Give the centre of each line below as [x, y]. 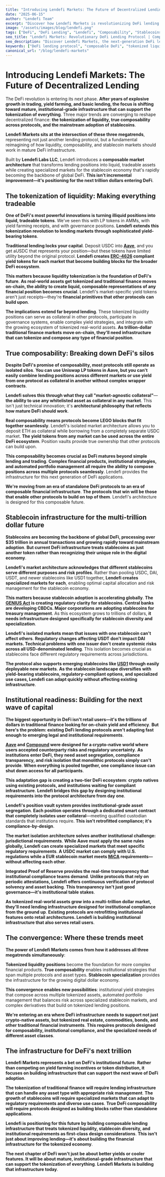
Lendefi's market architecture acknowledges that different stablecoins [79, 567]
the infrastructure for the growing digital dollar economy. [63, 980]
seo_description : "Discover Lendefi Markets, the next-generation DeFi [80, 42]
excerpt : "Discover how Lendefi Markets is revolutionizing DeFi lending [82, 23]
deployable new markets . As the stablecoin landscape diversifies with [78, 669]
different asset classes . [30, 1035]
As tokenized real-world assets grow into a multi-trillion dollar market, [78, 901]
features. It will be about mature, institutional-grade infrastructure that [79, 1159]
